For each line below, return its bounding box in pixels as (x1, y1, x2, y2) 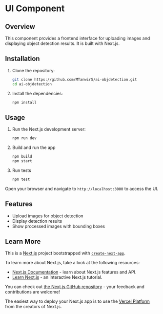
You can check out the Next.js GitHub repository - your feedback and (5, 284, 145, 290)
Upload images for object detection (12, 213, 84, 219)
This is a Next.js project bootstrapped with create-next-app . (5, 250, 126, 256)
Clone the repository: (12, 67, 55, 73)
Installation (5, 55, 40, 63)
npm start (12, 159, 33, 164)
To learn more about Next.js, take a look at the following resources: (5, 260, 140, 266)
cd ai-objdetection (12, 82, 52, 86)
